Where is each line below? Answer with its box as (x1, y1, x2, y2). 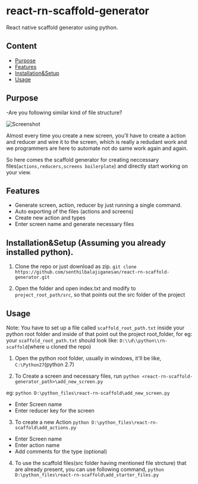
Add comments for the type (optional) (14, 448, 108, 455)
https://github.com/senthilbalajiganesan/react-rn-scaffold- (14, 269, 170, 275)
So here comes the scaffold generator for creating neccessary (6, 156, 159, 163)
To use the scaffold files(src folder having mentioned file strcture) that (14, 460, 187, 466)
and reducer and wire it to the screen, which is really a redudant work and (6, 138, 187, 145)
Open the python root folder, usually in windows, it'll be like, (14, 355, 162, 362)
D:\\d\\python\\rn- (120, 338, 168, 344)
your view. (6, 168, 32, 176)
